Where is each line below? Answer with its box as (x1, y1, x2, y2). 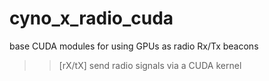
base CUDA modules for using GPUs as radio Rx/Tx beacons (9, 40, 259, 52)
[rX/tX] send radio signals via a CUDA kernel (58, 59, 242, 71)
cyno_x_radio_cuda (9, 7, 174, 30)
